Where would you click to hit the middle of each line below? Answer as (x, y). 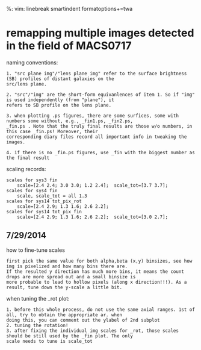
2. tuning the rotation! (37, 325)
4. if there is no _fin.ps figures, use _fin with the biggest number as (101, 152)
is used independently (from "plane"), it (60, 100)
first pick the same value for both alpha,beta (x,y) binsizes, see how (99, 261)
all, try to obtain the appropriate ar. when (64, 315)
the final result (28, 158)
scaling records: (26, 169)
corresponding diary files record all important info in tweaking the (97, 137)
